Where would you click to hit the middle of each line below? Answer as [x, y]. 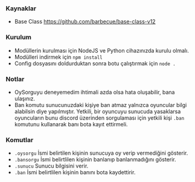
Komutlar [20, 140]
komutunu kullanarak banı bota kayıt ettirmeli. [71, 124]
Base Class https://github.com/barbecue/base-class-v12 [85, 22]
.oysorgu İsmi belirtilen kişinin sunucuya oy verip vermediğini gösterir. [101, 153]
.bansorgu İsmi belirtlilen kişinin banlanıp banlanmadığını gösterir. [95, 160]
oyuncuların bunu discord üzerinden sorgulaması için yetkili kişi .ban [99, 118]
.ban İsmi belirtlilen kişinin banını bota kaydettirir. [75, 172]
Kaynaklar [21, 8]
